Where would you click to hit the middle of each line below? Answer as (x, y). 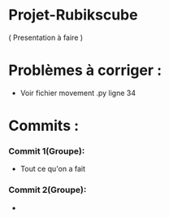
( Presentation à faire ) (46, 37)
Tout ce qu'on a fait (53, 169)
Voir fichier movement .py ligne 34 (78, 93)
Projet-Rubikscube (73, 15)
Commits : (44, 126)
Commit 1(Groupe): (47, 150)
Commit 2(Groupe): (48, 190)
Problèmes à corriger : (85, 70)
